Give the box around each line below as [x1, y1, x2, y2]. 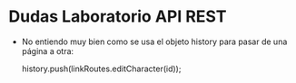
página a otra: [21, 45, 74, 56]
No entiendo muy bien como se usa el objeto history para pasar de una [21, 36, 288, 47]
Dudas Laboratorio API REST [8, 6, 227, 27]
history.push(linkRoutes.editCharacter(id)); [21, 63, 182, 74]
